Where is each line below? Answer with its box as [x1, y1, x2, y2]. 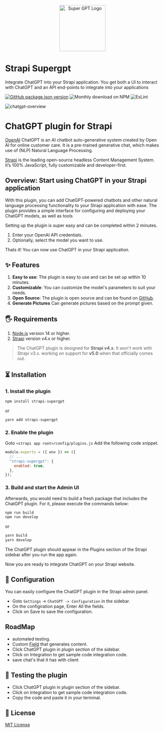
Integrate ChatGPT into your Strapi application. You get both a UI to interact [5, 79, 158, 85]
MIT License [5, 722, 30, 728]
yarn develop [5, 538, 32, 543]
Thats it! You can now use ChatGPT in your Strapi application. [5, 246, 130, 252]
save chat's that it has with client [12, 657, 79, 663]
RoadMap [5, 623, 35, 631]
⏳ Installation [5, 370, 47, 379]
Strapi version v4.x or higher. [12, 335, 71, 341]
